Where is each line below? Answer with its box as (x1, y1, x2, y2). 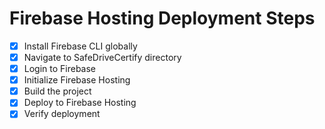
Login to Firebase (23, 63, 97, 75)
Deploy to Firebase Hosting (23, 97, 137, 109)
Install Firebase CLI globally (23, 40, 138, 52)
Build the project (23, 85, 92, 97)
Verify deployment (23, 108, 101, 120)
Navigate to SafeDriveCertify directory (23, 52, 182, 63)
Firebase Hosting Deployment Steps (9, 7, 316, 30)
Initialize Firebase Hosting (23, 74, 131, 86)
